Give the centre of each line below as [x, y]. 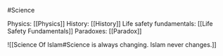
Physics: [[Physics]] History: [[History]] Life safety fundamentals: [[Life [110, 23]
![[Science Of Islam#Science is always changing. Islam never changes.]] [112, 44]
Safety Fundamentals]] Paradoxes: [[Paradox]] [75, 31]
